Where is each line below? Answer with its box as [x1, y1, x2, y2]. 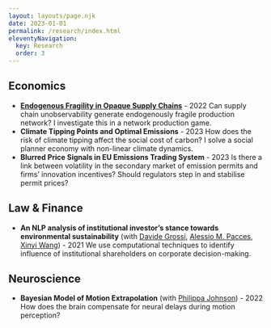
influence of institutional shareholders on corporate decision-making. [19, 248, 252, 259]
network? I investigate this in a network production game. [19, 118, 212, 128]
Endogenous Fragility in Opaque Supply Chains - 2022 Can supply [19, 100, 247, 110]
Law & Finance [8, 201, 83, 215]
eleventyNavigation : [8, 34, 78, 43]
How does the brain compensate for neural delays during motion [19, 302, 236, 312]
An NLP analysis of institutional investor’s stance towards [19, 223, 219, 233]
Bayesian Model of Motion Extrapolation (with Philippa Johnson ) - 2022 [19, 293, 263, 303]
